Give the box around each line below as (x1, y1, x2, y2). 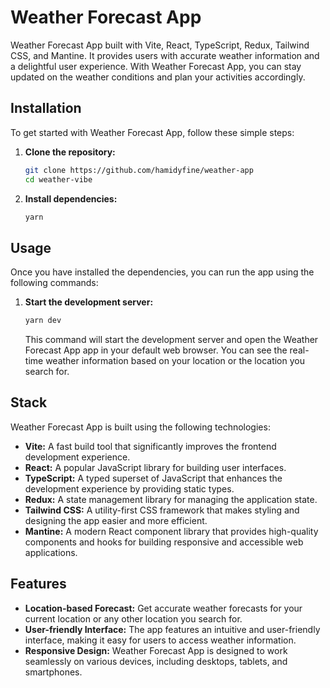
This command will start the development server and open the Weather (24, 334, 319, 346)
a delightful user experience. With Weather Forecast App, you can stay (10, 60, 302, 72)
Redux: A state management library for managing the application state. (24, 493, 318, 505)
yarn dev (24, 316, 62, 326)
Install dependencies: (24, 192, 118, 205)
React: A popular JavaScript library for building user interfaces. (24, 461, 287, 473)
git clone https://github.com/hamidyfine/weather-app (24, 165, 254, 175)
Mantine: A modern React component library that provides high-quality (24, 525, 319, 537)
